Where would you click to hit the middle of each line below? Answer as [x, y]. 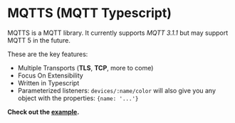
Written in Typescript [48, 82]
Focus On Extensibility [50, 75]
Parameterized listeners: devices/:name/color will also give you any [116, 90]
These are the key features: [48, 54]
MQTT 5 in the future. [39, 40]
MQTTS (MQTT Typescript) [90, 13]
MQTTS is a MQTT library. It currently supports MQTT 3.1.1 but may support [118, 33]
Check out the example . [43, 112]
